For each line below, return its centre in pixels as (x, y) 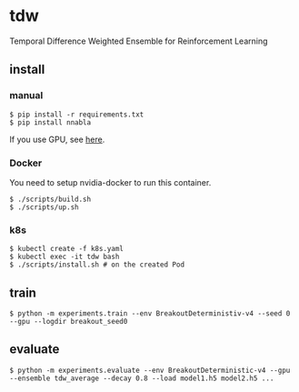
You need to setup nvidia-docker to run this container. (110, 182)
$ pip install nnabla (50, 122)
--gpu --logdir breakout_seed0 (69, 322)
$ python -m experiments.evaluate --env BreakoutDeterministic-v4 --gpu (150, 370)
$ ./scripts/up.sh (44, 207)
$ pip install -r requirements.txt (77, 115)
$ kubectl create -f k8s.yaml (67, 249)
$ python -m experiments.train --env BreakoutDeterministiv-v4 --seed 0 (150, 314)
